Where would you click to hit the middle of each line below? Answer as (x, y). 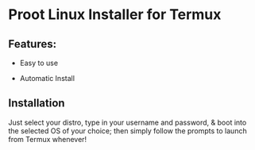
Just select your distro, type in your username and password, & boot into (127, 122)
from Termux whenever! (48, 139)
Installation (37, 104)
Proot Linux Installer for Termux (115, 15)
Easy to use (39, 63)
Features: (33, 44)
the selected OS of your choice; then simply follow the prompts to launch (128, 131)
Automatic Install (47, 78)
